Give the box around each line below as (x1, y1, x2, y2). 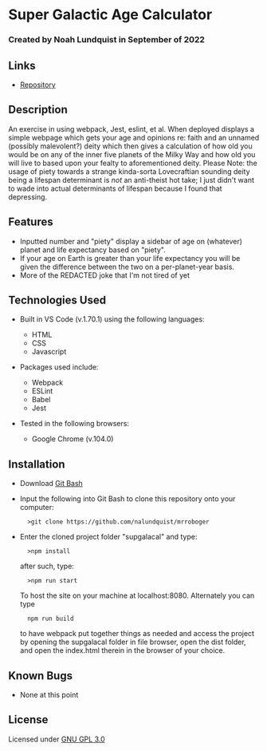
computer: (19, 503, 54, 512)
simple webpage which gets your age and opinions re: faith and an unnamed (8, 132, 260, 142)
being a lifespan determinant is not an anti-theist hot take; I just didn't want (8, 175, 255, 184)
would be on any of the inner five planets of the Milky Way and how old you (8, 149, 256, 159)
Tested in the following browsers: (19, 419, 130, 429)
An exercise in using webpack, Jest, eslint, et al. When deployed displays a (8, 124, 255, 133)
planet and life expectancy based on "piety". (19, 245, 166, 255)
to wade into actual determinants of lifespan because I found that (8, 184, 222, 193)
